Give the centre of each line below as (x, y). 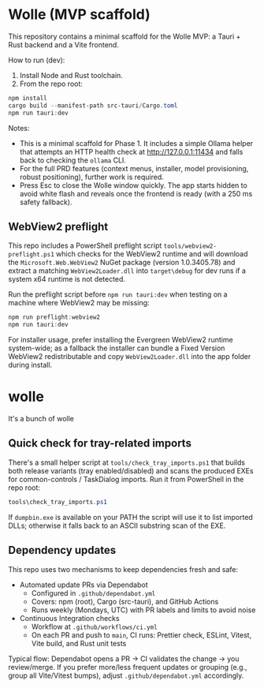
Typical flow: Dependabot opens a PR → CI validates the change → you (124, 658)
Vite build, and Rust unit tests (79, 643)
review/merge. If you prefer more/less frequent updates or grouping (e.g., (128, 667)
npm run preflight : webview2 (54, 317)
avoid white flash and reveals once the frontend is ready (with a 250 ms (136, 193)
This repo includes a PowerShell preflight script (85, 245)
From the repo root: (51, 84)
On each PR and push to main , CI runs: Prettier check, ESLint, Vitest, (141, 635)
